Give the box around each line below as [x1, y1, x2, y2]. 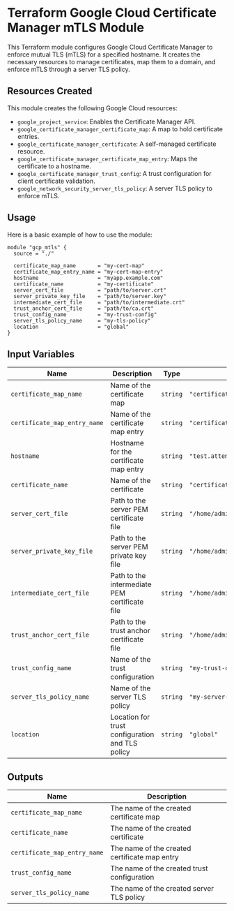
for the [110, 447, 132, 457]
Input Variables [7, 348, 75, 360]
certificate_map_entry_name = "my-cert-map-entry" [13, 268, 164, 275]
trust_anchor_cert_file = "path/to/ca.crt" [13, 305, 155, 312]
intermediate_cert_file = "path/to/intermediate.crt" [13, 299, 186, 306]
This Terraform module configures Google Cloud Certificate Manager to [7, 43, 213, 51]
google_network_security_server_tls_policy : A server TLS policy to [17, 184, 212, 193]
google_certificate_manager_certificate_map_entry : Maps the [17, 154, 198, 163]
